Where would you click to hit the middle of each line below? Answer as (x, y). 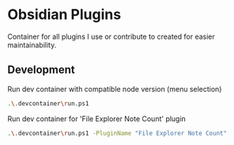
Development (42, 70)
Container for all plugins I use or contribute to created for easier (111, 36)
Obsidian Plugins (64, 15)
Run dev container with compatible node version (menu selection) (115, 89)
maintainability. (32, 44)
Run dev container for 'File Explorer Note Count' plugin (97, 118)
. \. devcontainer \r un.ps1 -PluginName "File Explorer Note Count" (117, 133)
